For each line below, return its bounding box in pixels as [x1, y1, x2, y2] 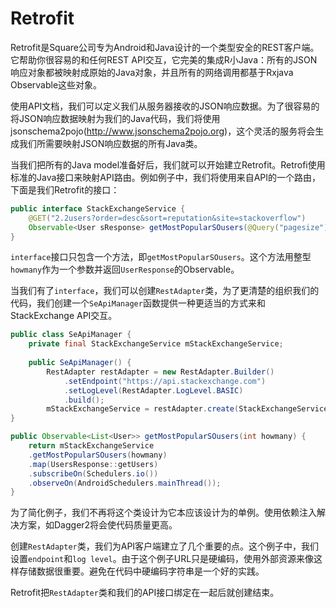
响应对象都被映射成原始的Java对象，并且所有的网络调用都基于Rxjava [10, 66, 294, 78]
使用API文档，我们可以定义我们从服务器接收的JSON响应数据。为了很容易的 [10, 100, 320, 112]
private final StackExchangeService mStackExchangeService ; [28, 339, 284, 349]
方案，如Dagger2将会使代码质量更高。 [18, 519, 178, 531]
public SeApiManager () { [28, 358, 132, 368]
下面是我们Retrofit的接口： [10, 183, 120, 196]
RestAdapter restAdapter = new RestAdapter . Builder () [46, 367, 275, 377]
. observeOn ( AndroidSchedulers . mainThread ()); [28, 478, 222, 488]
